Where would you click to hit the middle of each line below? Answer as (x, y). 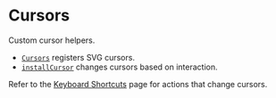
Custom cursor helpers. (52, 40)
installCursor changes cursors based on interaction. (119, 67)
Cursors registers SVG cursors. (78, 57)
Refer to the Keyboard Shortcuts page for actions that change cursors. (138, 84)
